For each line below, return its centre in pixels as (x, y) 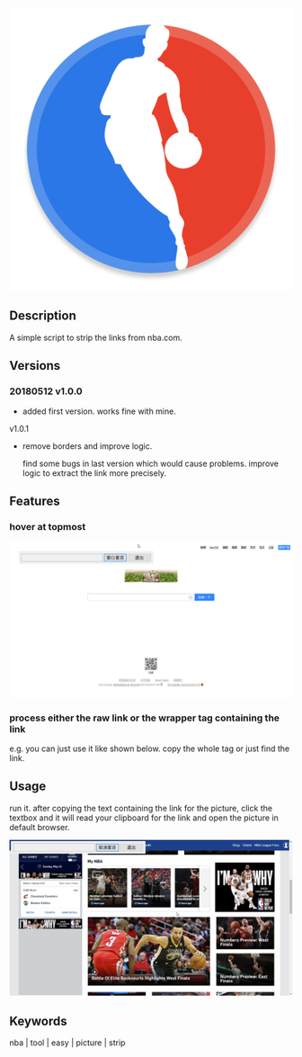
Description (43, 316)
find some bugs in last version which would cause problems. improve (151, 463)
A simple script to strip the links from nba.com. (96, 337)
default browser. (40, 827)
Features (35, 501)
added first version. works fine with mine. (99, 411)
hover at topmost (48, 526)
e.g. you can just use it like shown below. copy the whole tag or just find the (150, 748)
